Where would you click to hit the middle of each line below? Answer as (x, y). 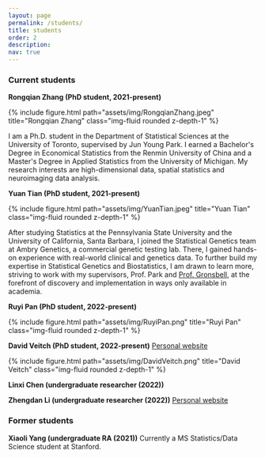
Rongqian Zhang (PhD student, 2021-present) (85, 97)
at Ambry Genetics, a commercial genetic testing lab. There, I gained (120, 249)
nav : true (25, 52)
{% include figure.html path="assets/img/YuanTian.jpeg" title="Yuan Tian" (129, 209)
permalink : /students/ (45, 23)
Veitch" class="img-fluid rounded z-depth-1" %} (87, 369)
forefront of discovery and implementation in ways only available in (117, 283)
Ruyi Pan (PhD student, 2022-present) (72, 307)
